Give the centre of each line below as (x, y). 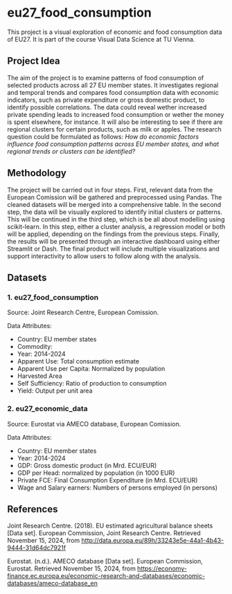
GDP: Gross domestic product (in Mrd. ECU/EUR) (87, 465)
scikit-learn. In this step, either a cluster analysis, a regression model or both (116, 226)
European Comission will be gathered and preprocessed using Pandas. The (115, 197)
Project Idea (34, 61)
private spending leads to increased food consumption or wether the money (116, 114)
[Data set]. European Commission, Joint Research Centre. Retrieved (104, 533)
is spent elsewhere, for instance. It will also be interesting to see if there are (115, 122)
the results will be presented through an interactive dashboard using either (114, 241)
